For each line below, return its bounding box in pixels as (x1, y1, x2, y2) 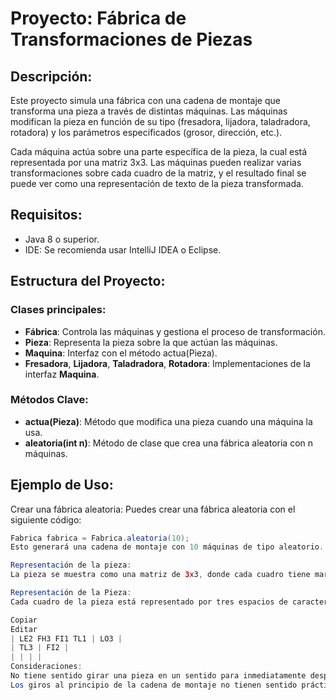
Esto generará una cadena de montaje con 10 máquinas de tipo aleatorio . (10, 542, 325, 552)
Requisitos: (10, 207, 83, 224)
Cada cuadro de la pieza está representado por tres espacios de (10, 597, 288, 607)
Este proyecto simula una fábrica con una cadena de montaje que (10, 95, 281, 106)
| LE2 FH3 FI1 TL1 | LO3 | (10, 633, 123, 644)
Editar (10, 624, 38, 634)
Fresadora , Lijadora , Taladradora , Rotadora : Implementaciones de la (24, 357, 311, 369)
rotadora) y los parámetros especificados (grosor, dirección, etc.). (10, 127, 283, 138)
